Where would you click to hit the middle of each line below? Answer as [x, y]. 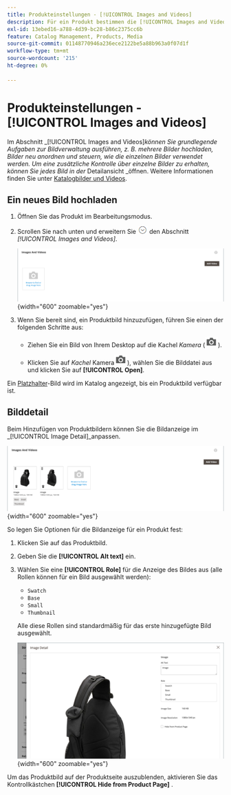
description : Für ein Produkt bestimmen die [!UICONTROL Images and [107, 22]
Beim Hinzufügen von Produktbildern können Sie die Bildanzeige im [103, 429]
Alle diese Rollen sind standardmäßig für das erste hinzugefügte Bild [114, 625]
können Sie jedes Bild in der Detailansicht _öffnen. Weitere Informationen [110, 171]
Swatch [37, 591]
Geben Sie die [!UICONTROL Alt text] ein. [76, 556]
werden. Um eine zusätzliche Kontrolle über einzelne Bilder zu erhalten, [108, 164]
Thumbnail [42, 613]
